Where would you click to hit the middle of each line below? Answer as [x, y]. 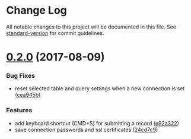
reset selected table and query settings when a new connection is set [100, 89]
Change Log [36, 10]
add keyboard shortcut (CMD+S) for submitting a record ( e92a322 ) [97, 123]
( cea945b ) [28, 95]
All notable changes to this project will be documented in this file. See [91, 27]
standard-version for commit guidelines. [55, 33]
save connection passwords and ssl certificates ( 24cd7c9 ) [86, 129]
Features [19, 110]
